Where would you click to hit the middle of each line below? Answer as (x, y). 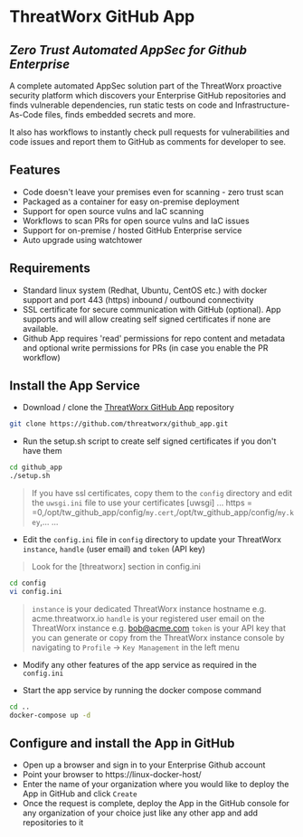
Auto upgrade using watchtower (82, 240)
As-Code (26, 114)
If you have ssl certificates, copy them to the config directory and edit (161, 494)
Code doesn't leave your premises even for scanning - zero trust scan (153, 192)
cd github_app (36, 467)
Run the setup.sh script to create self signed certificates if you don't (149, 441)
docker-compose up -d (50, 715)
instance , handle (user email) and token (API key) (114, 550)
